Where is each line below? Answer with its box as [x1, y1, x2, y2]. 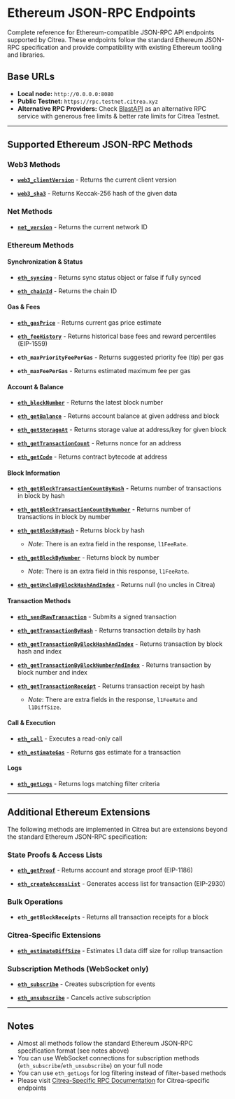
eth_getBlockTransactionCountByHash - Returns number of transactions [17, 484, 222, 492]
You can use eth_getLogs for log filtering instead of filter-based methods [17, 1068, 227, 1077]
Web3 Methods [7, 160, 61, 170]
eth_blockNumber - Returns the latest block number [17, 398, 163, 407]
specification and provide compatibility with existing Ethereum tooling [21, 43, 222, 51]
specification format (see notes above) [17, 1046, 129, 1055]
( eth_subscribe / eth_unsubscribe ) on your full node [17, 1061, 163, 1070]
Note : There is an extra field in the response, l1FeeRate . [27, 540, 188, 548]
